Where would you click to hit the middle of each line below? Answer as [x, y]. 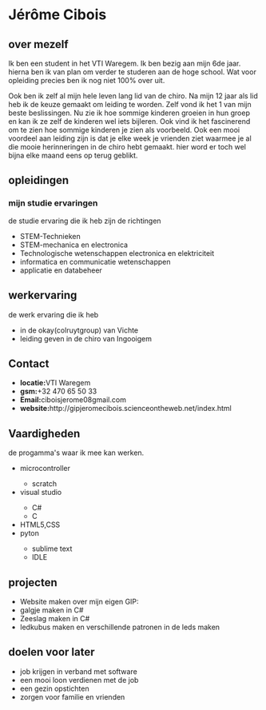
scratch [44, 484]
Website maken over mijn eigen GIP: [79, 601]
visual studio [41, 493]
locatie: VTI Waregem [55, 383]
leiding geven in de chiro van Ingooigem [85, 338]
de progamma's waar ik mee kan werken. [76, 453]
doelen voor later [52, 652]
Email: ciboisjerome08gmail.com [73, 400]
